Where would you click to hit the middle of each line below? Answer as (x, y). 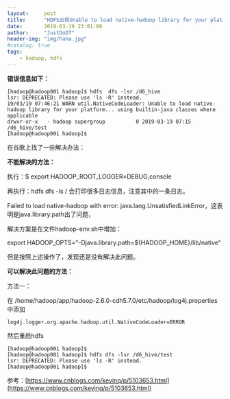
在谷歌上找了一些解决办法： (46, 147)
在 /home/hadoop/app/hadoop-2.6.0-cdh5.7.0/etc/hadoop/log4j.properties (112, 300)
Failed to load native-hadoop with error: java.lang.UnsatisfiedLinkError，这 (112, 205)
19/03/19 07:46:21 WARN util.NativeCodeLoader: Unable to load (99, 104)
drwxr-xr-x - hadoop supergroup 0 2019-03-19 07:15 (99, 122)
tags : (15, 52)
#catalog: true (29, 45)
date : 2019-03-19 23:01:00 (55, 26)
